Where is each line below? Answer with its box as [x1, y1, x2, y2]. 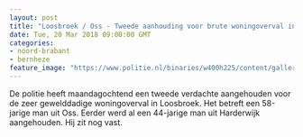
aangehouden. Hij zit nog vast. [9, 116, 124, 127]
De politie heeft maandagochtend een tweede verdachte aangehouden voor [9, 87, 291, 99]
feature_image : [9, 64, 67, 73]
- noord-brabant [9, 47, 70, 56]
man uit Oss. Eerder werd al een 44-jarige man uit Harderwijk [32, 107, 261, 118]
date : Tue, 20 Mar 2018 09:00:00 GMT [9, 30, 151, 39]
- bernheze [9, 55, 50, 64]
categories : [9, 38, 54, 48]
